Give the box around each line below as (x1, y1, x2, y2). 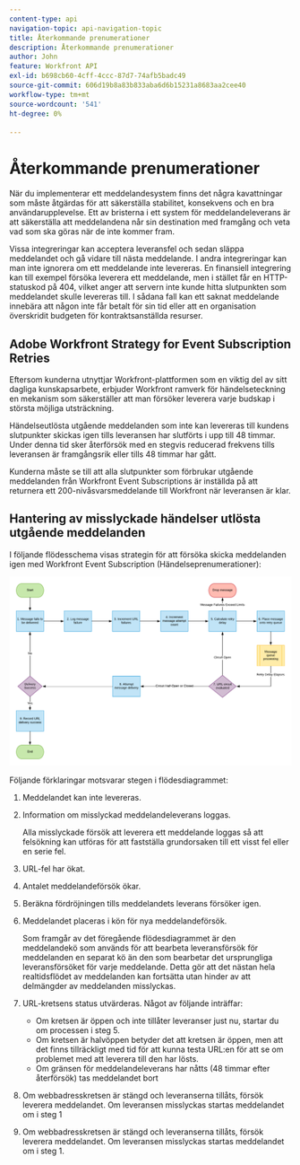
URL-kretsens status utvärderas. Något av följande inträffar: (21, 997, 244, 1009)
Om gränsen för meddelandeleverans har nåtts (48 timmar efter (35, 1063, 270, 1073)
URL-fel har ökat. (21, 863, 86, 874)
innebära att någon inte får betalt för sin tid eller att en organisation (9, 301, 257, 311)
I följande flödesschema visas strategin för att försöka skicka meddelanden (9, 548, 287, 560)
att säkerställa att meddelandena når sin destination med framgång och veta (9, 216, 291, 228)
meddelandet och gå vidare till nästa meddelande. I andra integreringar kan (9, 253, 287, 264)
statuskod (9, 282, 47, 293)
